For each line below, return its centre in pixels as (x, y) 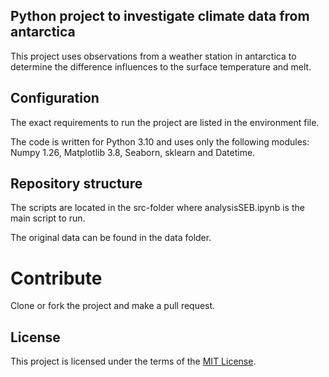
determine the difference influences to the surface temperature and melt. (161, 66)
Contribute (56, 278)
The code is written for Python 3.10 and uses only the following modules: (160, 141)
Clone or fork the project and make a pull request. (113, 306)
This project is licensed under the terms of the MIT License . (133, 361)
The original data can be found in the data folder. (111, 238)
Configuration (55, 98)
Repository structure (76, 184)
